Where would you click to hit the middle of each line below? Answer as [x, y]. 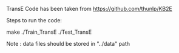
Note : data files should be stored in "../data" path [68, 44]
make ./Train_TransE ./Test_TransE [49, 32]
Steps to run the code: [34, 20]
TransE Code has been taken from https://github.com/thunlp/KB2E [89, 9]
